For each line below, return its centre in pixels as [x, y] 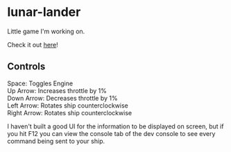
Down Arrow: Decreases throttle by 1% [62, 98]
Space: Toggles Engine [40, 83]
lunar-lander [44, 12]
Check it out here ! [33, 44]
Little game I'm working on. [46, 31]
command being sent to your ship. [56, 141]
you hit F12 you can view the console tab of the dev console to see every [111, 133]
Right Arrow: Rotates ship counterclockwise [70, 112]
